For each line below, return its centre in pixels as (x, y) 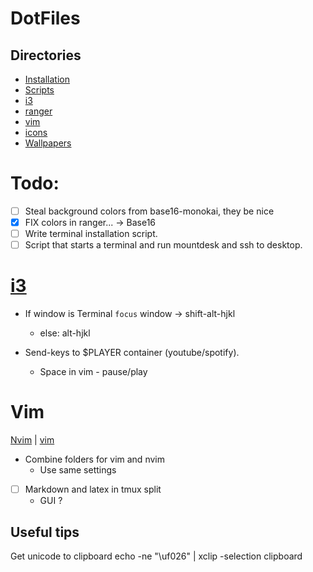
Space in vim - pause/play (93, 372)
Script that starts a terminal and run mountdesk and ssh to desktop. (163, 245)
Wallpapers (48, 143)
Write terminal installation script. (91, 234)
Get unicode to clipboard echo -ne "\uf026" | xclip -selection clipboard (156, 556)
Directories (46, 55)
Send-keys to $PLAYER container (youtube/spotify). (132, 353)
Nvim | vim (32, 440)
